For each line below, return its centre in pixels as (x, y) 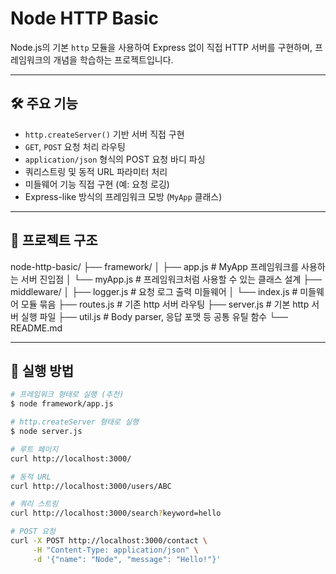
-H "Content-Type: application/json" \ (115, 550)
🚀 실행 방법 (42, 370)
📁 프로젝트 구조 (54, 240)
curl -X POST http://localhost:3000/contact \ (109, 541)
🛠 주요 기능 (44, 103)
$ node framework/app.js (62, 404)
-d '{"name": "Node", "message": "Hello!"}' (127, 559)
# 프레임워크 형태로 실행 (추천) (67, 395)
